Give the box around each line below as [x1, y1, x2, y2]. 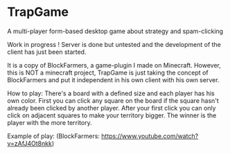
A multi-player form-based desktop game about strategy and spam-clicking [7, 27, 224, 35]
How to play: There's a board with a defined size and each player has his [7, 89, 215, 97]
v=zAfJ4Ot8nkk [7, 139, 52, 147]
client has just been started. [7, 48, 87, 56]
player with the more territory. [7, 118, 92, 126]
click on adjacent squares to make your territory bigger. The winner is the [7, 111, 217, 119]
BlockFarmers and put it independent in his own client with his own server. [7, 75, 220, 84]
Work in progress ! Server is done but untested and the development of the [7, 40, 222, 48]
